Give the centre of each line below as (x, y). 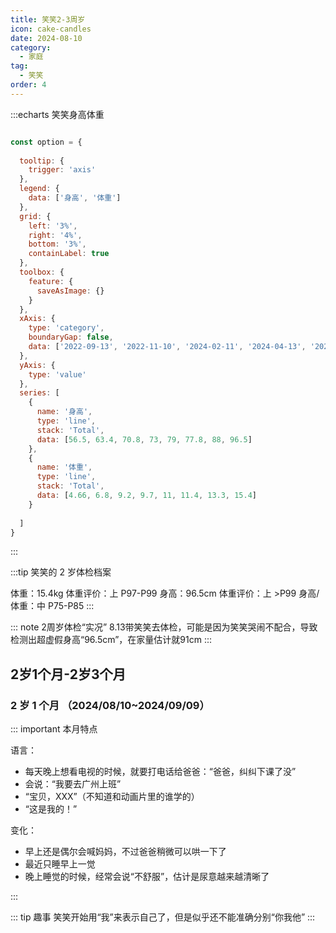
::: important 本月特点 (54, 729)
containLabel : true (69, 254)
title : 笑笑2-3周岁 (48, 19)
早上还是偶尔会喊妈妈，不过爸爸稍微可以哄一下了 (125, 852)
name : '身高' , (64, 412)
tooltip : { (42, 161)
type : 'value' (57, 374)
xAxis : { (37, 319)
